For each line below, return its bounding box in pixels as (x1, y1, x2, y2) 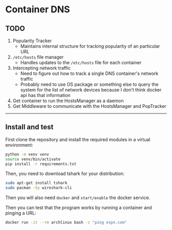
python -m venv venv (5, 151, 50, 157)
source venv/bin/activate (5, 157, 60, 162)
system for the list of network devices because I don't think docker (20, 87, 162, 93)
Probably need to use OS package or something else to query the (20, 81, 159, 87)
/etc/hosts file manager (12, 54, 64, 60)
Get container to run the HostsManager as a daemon (12, 98, 124, 104)
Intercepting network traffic (12, 65, 71, 71)
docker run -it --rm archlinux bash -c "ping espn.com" (5, 220, 127, 225)
